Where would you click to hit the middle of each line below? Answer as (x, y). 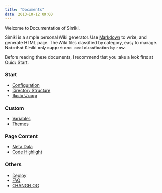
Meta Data (22, 147)
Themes (20, 124)
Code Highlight (27, 152)
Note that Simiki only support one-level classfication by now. (65, 48)
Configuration (26, 85)
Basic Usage (24, 96)
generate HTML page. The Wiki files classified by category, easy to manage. (81, 42)
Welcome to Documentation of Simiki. (43, 28)
